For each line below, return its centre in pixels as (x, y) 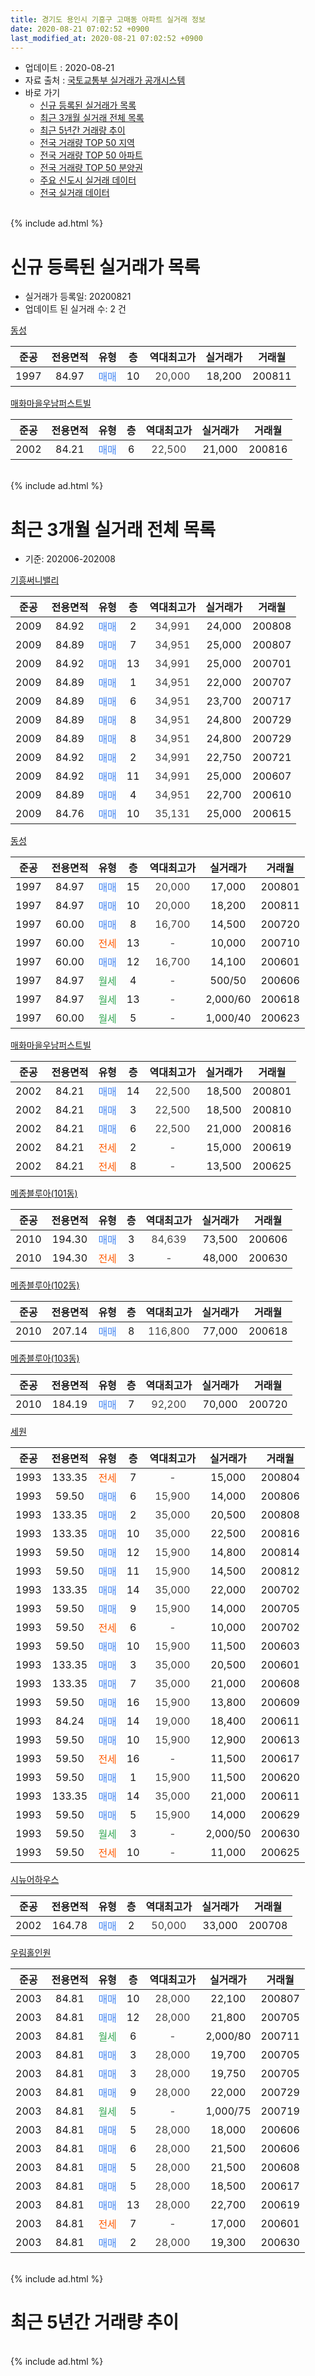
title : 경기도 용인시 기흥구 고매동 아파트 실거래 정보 (108, 19)
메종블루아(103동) (45, 1358)
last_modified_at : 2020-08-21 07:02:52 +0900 (106, 38)
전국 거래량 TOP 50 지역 (87, 143)
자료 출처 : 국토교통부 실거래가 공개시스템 (105, 80)
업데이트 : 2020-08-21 (69, 68)
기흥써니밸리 (35, 580)
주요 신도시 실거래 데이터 (88, 180)
